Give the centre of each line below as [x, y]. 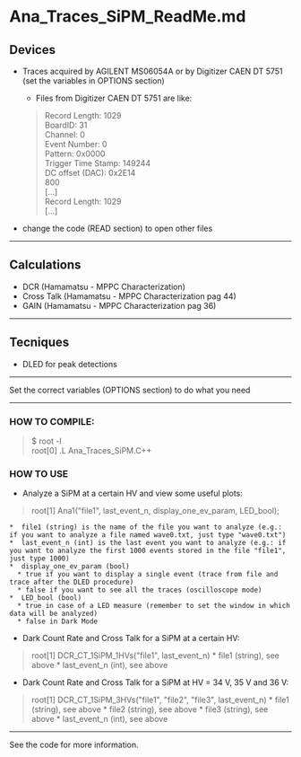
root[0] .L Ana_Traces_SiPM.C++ [91, 450]
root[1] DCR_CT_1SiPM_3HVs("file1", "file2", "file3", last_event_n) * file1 [160, 700]
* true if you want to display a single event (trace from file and [148, 575]
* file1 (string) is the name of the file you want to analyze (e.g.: [146, 527]
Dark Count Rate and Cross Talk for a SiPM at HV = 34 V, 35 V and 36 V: [155, 682]
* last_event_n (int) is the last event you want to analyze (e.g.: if [148, 543]
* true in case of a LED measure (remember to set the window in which [154, 606]
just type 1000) [39, 559]
